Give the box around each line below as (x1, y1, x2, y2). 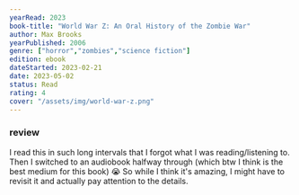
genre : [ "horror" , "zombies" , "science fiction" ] (9, 47, 191, 56)
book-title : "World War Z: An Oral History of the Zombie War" (9, 22, 251, 31)
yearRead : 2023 (9, 13, 66, 22)
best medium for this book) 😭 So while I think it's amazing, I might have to (9, 165, 286, 176)
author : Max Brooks (9, 30, 83, 39)
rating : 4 (9, 88, 47, 97)
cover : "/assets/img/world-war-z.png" (9, 96, 154, 106)
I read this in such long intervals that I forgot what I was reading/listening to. (9, 146, 290, 157)
